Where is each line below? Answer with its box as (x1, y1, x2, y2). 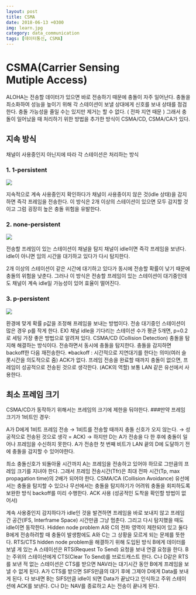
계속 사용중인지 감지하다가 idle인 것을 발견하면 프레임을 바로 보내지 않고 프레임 (6, 510, 185, 517)
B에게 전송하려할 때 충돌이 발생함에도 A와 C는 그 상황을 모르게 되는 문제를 (6, 531, 174, 538)
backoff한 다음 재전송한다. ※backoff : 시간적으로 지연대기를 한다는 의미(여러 (6, 349, 180, 356)
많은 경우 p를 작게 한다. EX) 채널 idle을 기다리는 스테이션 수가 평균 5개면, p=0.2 (6, 327, 188, 334)
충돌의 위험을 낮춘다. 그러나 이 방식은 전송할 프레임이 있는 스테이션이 (6, 273, 162, 280)
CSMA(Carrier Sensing (6, 61, 120, 74)
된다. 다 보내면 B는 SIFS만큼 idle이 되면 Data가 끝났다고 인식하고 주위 (12, 575, 171, 582)
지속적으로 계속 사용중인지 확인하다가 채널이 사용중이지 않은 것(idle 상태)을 (6, 191, 177, 198)
